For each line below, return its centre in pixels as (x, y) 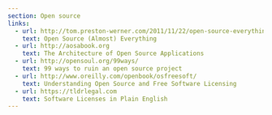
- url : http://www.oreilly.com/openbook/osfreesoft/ (106, 76)
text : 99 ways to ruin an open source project (102, 69)
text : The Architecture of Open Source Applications (113, 53)
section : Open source (44, 16)
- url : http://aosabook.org (63, 46)
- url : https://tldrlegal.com (66, 91)
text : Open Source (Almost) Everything (90, 38)
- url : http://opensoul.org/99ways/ (77, 62)
